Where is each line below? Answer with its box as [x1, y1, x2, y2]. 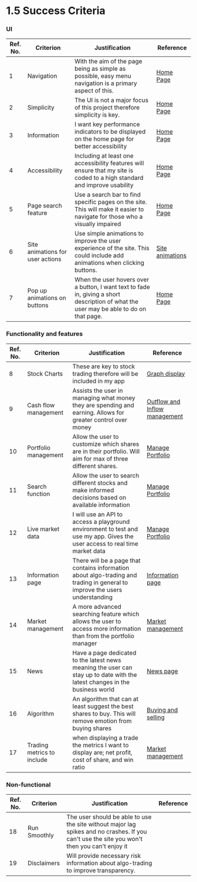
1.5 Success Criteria [6, 4, 106, 18]
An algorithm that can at [72, 694, 139, 703]
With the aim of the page [74, 57, 142, 66]
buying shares [72, 724, 112, 732]
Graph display [146, 369, 185, 377]
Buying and [146, 706, 178, 714]
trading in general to [72, 578, 128, 587]
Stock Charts [27, 369, 63, 377]
